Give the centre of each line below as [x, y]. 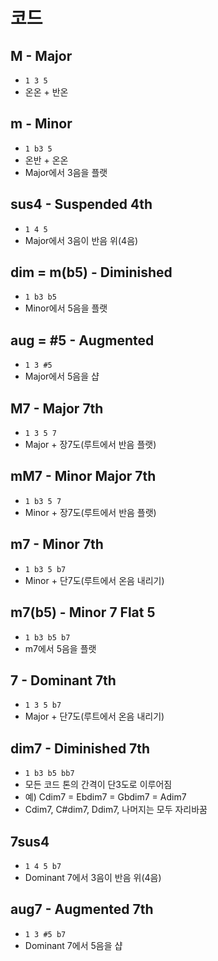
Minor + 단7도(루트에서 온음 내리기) [94, 580]
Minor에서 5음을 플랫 [66, 308]
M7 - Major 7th [57, 408]
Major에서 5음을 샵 [62, 376]
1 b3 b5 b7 [47, 637]
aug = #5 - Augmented [82, 340]
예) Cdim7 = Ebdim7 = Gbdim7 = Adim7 [105, 797]
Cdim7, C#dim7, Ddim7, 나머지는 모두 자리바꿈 [116, 810]
